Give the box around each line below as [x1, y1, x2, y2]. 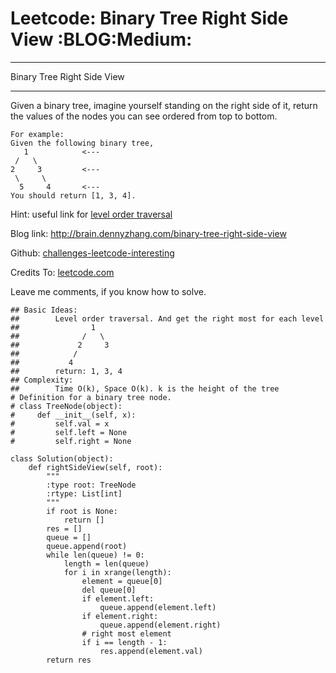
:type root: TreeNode [46, 480, 137, 490]
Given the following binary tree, [10, 138, 155, 148]
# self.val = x [10, 418, 110, 429]
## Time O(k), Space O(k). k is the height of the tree [10, 383, 280, 394]
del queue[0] [81, 585, 137, 595]
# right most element [81, 628, 172, 639]
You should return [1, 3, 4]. [10, 190, 137, 201]
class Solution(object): [10, 453, 114, 464]
